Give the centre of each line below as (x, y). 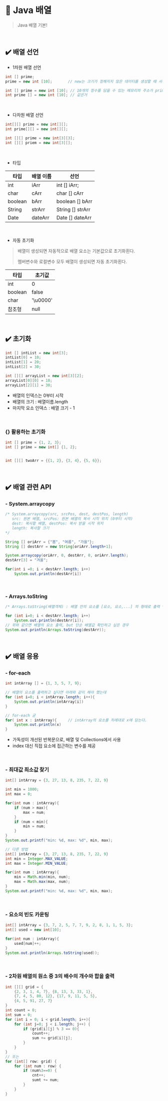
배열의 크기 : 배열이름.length (40, 401)
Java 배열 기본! (32, 25)
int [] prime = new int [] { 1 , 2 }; (41, 447)
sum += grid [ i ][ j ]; (52, 1038)
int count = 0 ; (21, 1010)
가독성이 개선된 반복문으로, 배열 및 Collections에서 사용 (66, 740)
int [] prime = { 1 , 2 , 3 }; (33, 442)
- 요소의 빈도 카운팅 (27, 914)
